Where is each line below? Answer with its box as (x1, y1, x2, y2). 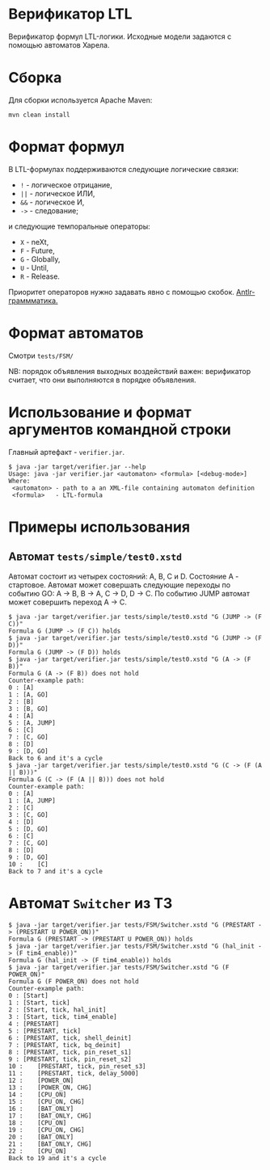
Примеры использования (8, 518, 191, 536)
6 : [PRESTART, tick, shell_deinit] (8, 1033, 132, 1042)
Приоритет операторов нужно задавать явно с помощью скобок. (8, 287, 234, 297)
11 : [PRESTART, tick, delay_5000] (8, 1069, 139, 1077)
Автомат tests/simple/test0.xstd (8, 550, 182, 564)
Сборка (8, 69, 62, 87)
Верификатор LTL (8, 5, 133, 23)
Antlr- (235, 287, 255, 297)
